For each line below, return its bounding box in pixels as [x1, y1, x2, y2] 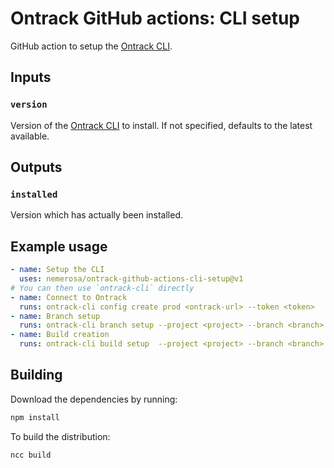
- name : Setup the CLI [10, 265, 105, 275]
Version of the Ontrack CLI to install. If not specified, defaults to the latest [10, 119, 313, 131]
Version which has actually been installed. [10, 209, 184, 221]
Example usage [10, 238, 108, 255]
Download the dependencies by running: [10, 393, 178, 405]
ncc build [10, 450, 52, 460]
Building [10, 367, 63, 384]
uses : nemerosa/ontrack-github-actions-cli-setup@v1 [19, 274, 244, 284]
